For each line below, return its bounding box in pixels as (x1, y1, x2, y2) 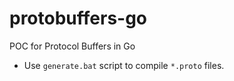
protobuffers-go (9, 7, 148, 30)
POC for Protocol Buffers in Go (9, 40, 136, 52)
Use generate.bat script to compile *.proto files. (23, 59, 225, 71)
